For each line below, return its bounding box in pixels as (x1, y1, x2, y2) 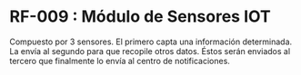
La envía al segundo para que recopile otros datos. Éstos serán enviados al (9, 45, 291, 56)
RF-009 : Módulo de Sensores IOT (9, 6, 271, 27)
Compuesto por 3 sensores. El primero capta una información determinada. (9, 36, 293, 47)
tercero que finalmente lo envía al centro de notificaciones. (9, 55, 230, 66)
